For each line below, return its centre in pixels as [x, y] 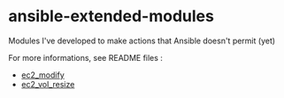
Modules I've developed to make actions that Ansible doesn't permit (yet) [142, 41]
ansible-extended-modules [111, 16]
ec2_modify [43, 75]
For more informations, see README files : [85, 57]
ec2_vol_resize [48, 84]
